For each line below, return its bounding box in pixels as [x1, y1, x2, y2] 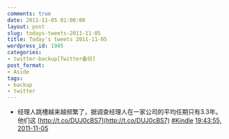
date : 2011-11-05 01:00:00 [7, 17, 86, 24]
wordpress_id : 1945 [7, 42, 64, 49]
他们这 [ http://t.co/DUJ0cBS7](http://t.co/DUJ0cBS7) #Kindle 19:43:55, [17, 116, 221, 125]
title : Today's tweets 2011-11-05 [7, 36, 108, 43]
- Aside [7, 68, 30, 75]
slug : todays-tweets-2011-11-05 [7, 29, 101, 37]
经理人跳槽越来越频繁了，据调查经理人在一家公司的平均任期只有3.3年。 [17, 108, 222, 116]
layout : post [7, 23, 45, 30]
